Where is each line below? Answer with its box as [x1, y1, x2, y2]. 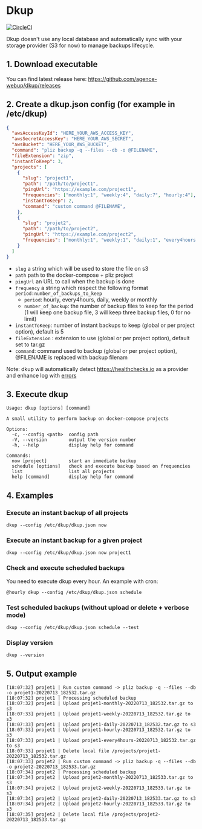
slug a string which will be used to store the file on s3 [15, 265, 149, 272]
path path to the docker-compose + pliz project [15, 271, 133, 279]
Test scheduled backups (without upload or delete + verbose [6, 603, 189, 611]
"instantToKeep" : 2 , [22, 198, 74, 204]
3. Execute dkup [6, 389, 68, 399]
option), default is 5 [15, 327, 64, 335]
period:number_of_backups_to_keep [15, 291, 102, 297]
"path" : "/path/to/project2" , [22, 226, 99, 232]
